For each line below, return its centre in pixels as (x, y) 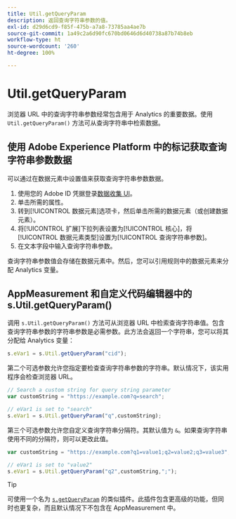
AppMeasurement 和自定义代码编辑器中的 (100, 294)
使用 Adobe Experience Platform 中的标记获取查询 (117, 147)
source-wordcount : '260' (44, 46)
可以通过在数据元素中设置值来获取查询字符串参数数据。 (87, 178)
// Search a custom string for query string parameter (89, 390)
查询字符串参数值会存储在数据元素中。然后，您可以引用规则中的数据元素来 (115, 261)
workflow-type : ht (34, 40)
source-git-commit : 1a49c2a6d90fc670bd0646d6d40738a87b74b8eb (100, 33)
